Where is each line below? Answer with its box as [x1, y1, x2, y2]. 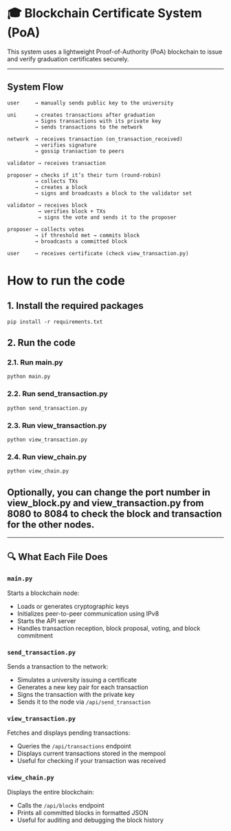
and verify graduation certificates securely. [7, 54, 129, 63]
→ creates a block [34, 184, 88, 191]
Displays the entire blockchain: [7, 788, 94, 796]
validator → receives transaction [7, 160, 107, 166]
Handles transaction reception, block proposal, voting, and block [16, 624, 201, 632]
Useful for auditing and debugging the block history [16, 816, 164, 824]
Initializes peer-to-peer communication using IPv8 [16, 609, 159, 618]
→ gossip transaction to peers [34, 147, 125, 155]
